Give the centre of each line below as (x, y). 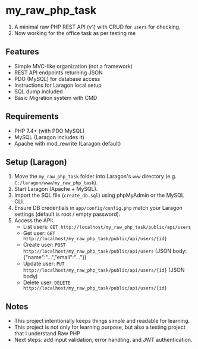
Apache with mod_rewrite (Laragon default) (67, 143)
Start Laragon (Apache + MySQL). (56, 189)
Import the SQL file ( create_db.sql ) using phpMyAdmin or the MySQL (99, 195)
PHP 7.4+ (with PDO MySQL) (49, 131)
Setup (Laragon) (36, 162)
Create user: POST (44, 245)
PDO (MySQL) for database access (57, 78)
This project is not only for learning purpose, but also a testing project (100, 327)
